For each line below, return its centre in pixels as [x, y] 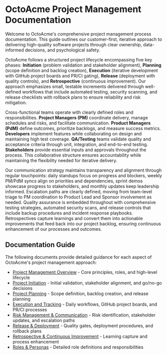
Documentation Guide [40, 245]
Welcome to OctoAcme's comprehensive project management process [78, 34]
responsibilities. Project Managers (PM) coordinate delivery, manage [76, 117]
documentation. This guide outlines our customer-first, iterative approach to [83, 39]
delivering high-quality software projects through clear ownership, [74, 44]
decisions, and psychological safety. [62, 50]
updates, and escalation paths [44, 320]
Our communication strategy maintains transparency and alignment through [83, 170]
